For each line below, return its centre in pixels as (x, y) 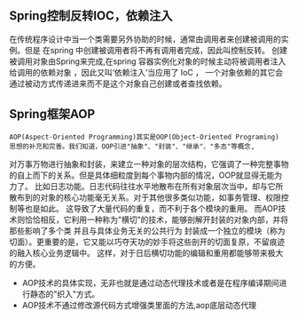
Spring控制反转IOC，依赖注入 (91, 16)
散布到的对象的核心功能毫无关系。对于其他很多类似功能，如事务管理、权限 (145, 197)
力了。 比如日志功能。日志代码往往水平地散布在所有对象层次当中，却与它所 (146, 186)
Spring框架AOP (52, 114)
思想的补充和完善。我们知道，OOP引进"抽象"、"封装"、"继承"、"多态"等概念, (132, 146)
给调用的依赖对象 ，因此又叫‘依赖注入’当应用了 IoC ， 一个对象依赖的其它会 (146, 72)
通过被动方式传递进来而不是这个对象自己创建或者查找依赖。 (118, 84)
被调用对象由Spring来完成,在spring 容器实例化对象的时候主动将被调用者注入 (148, 61)
